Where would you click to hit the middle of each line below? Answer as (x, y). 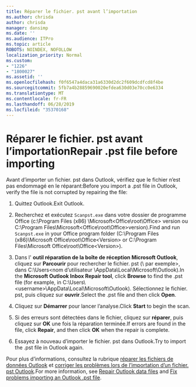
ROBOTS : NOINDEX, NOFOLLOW (39, 50)
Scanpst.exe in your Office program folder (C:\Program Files (87, 234)
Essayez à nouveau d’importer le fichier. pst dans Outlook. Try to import (100, 341)
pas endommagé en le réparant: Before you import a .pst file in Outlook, (92, 186)
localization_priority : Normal (44, 55)
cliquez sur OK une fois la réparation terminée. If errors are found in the (100, 324)
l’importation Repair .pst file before (92, 151)
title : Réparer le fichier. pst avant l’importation (72, 11)
